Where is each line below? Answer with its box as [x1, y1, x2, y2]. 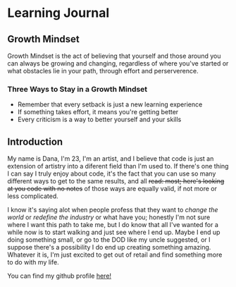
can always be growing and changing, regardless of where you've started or [7, 59, 229, 68]
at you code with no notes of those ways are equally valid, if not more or [7, 185, 217, 193]
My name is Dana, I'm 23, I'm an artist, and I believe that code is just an [7, 154, 214, 163]
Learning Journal [7, 5, 110, 21]
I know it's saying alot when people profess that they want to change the [7, 206, 218, 214]
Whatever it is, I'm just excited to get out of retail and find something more [7, 250, 223, 259]
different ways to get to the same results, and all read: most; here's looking [7, 177, 225, 185]
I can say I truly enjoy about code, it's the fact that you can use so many [7, 169, 216, 178]
